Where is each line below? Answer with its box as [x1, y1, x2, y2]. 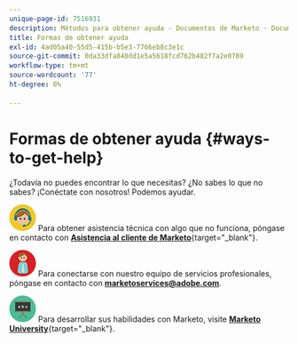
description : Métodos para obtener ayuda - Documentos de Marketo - [9, 23, 268, 33]
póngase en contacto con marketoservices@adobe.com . [9, 277, 222, 288]
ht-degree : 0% [9, 80, 62, 89]
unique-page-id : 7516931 [9, 14, 101, 23]
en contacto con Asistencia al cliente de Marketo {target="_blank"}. [9, 232, 259, 243]
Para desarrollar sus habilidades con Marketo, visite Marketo [37, 314, 262, 324]
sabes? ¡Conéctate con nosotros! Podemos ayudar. [9, 187, 196, 197]
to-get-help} [9, 148, 104, 168]
